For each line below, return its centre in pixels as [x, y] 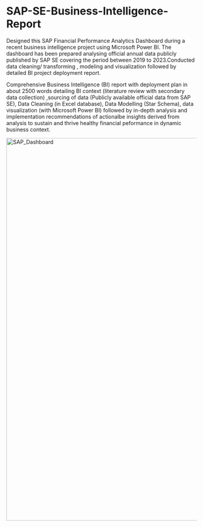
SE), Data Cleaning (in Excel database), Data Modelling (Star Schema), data [100, 103]
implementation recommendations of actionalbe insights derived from [93, 117]
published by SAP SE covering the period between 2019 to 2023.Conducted [101, 60]
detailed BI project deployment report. [53, 73]
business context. [28, 129]
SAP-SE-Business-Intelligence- [87, 11]
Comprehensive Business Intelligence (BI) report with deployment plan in [97, 84]
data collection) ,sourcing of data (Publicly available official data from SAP [99, 97]
